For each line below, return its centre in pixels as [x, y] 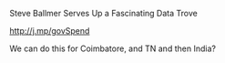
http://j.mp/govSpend [50, 31]
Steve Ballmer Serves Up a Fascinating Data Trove [103, 13]
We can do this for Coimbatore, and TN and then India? [113, 48]
